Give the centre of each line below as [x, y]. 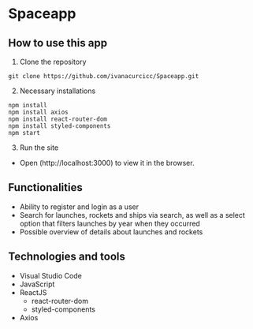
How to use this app [58, 43]
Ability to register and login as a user [79, 207]
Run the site [39, 148]
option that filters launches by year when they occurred [110, 223]
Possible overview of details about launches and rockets [111, 232]
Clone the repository [53, 62]
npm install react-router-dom [58, 119]
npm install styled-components [60, 126]
